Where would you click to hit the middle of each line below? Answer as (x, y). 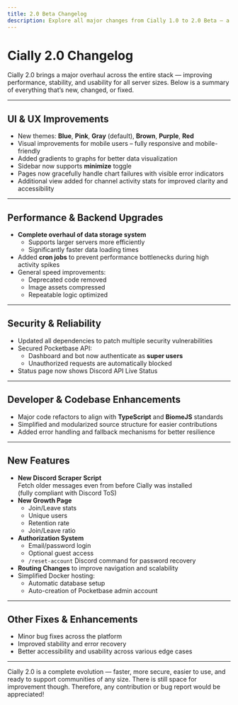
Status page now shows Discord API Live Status (87, 371)
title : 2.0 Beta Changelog (47, 14)
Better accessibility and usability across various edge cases (105, 651)
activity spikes (39, 265)
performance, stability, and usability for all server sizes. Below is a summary (118, 83)
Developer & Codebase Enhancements (94, 400)
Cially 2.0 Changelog (70, 56)
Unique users (48, 515)
